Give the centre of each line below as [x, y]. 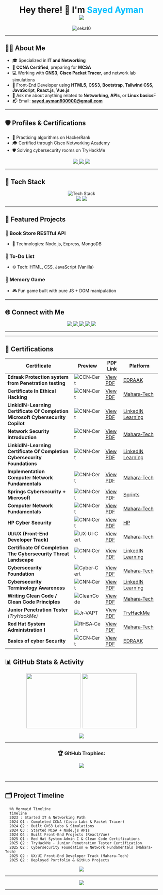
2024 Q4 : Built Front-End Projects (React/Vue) [59, 835]
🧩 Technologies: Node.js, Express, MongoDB [57, 244]
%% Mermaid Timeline [30, 809]
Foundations [22, 464]
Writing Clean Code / [32, 596]
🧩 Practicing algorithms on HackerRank [51, 137]
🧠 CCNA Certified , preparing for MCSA [51, 67]
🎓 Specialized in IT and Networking [49, 60]
